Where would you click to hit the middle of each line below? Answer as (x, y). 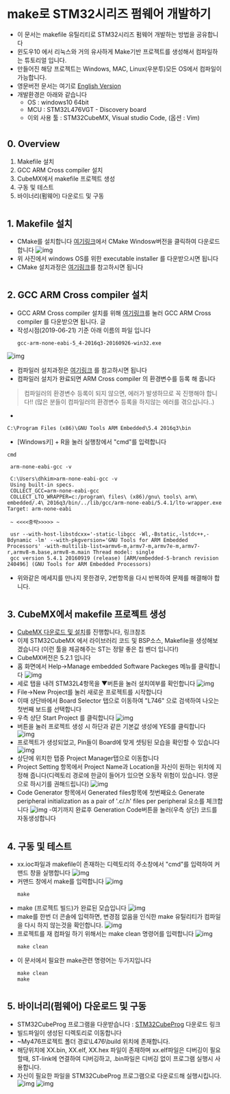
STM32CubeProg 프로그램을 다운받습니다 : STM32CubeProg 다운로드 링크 (119, 1024)
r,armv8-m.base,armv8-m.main (49, 552)
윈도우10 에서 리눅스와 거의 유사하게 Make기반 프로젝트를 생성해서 (105, 52)
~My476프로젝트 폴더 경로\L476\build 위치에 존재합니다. (93, 1041)
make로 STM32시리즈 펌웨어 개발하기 (109, 14)
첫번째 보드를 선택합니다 (49, 709)
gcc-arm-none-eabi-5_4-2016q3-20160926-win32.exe (89, 343)
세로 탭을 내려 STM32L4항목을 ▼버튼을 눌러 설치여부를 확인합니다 (106, 683)
